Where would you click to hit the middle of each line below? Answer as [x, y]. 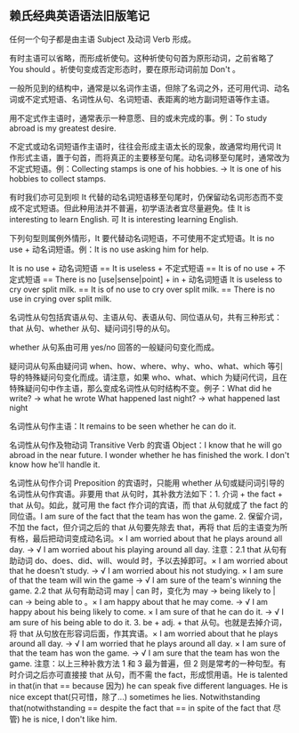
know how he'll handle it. [55, 464]
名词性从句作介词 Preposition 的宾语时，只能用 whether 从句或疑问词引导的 [147, 482]
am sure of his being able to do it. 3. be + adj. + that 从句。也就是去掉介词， [148, 622]
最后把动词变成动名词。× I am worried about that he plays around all [158, 538]
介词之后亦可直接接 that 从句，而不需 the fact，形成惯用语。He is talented [152, 674]
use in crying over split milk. [61, 298]
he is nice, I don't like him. [69, 719]
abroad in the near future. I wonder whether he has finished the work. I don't [149, 455]
